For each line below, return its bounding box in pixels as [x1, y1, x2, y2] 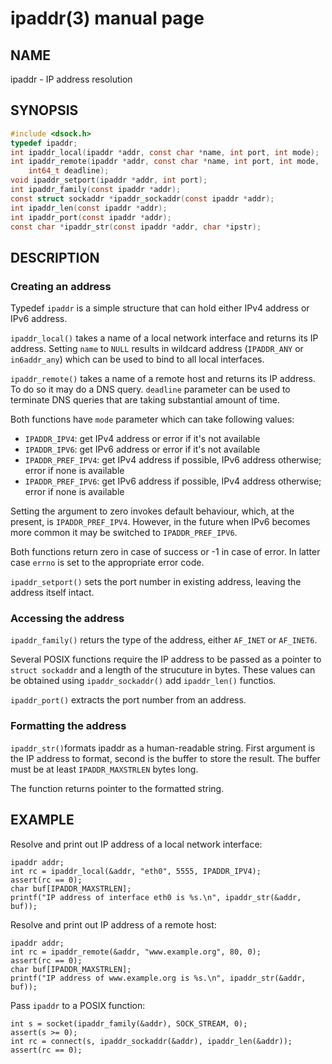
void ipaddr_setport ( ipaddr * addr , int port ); [10, 175, 208, 186]
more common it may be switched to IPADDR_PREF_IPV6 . [10, 527, 238, 539]
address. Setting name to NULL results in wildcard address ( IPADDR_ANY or [10, 343, 304, 355]
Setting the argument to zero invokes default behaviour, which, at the [10, 505, 295, 517]
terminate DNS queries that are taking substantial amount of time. [10, 394, 281, 406]
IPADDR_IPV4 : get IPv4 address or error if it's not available [24, 433, 261, 445]
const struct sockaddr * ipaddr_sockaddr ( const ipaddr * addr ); [10, 193, 275, 204]
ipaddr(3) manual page [10, 7, 205, 30]
